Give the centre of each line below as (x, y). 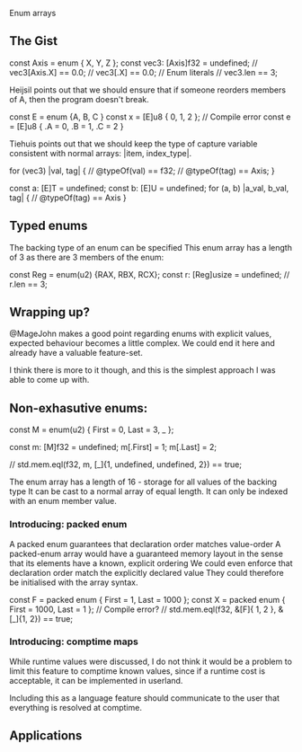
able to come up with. (49, 380)
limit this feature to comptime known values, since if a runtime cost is (138, 671)
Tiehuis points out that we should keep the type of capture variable (133, 144)
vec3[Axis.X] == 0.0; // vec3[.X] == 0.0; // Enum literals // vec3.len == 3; (144, 72)
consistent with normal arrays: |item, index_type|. (101, 153)
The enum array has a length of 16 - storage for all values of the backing (143, 482)
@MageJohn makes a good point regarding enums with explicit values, (141, 334)
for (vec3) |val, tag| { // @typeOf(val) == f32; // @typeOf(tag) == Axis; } (142, 171)
